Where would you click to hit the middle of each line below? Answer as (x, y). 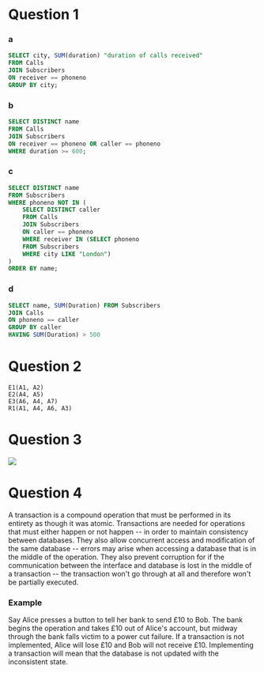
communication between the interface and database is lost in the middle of (130, 565)
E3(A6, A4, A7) (33, 401)
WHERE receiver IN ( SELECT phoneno (81, 239)
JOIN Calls (26, 313)
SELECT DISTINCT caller (62, 210)
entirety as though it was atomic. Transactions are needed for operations (127, 523)
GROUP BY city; (33, 85)
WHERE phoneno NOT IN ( (47, 202)
